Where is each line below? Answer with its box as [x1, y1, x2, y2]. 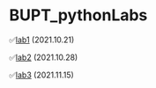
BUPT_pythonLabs [9, 5, 148, 26]
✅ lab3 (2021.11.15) [9, 70, 75, 80]
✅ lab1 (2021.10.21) [9, 34, 75, 45]
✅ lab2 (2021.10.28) [9, 52, 78, 62]
